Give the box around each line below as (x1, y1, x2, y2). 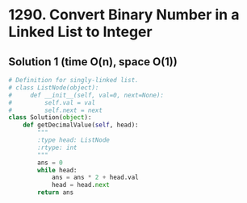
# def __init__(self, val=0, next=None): (8, 91, 164, 99)
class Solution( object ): (8, 114, 92, 122)
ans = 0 (37, 159, 63, 167)
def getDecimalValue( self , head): (23, 121, 139, 130)
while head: (37, 166, 78, 174)
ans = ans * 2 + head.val (51, 173, 139, 182)
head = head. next (51, 181, 111, 189)
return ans (37, 188, 74, 197)
